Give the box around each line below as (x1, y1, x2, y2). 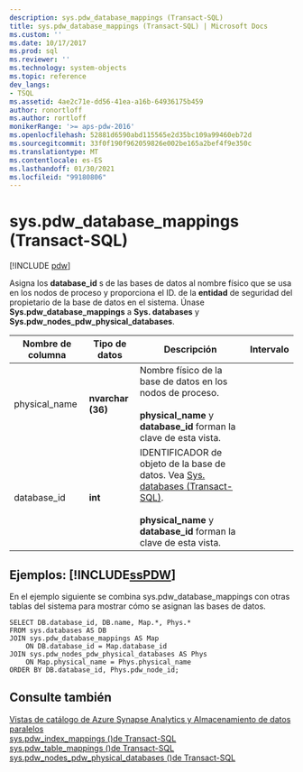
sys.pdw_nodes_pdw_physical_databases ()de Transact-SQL (9, 752, 236, 763)
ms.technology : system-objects (9, 64, 127, 73)
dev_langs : (9, 80, 50, 89)
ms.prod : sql (9, 47, 59, 56)
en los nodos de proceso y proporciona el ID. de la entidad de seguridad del (9, 288, 293, 299)
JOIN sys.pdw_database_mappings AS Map (9, 634, 160, 643)
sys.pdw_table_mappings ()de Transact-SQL (9, 742, 175, 753)
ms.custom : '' (9, 30, 63, 39)
